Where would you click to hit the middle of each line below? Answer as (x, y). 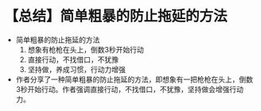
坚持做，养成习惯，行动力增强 (76, 69)
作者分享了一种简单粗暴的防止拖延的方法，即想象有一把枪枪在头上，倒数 (134, 79)
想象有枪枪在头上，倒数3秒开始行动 (86, 49)
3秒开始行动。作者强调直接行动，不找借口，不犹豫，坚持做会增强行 (126, 89)
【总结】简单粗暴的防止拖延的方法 (116, 16)
